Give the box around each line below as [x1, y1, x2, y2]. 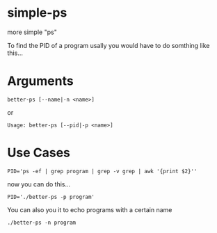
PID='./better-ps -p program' [7, 193, 95, 200]
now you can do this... [7, 179, 71, 188]
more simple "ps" [7, 28, 57, 36]
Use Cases [7, 145, 71, 161]
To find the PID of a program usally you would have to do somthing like [7, 41, 210, 49]
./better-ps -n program [7, 219, 77, 226]
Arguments [7, 73, 74, 89]
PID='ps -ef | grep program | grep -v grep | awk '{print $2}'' [7, 168, 198, 175]
